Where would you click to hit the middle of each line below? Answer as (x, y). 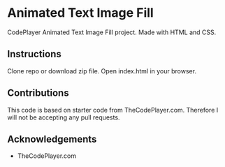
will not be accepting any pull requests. (64, 117)
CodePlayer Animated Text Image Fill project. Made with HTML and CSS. (112, 32)
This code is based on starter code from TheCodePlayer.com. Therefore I (113, 110)
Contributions (38, 93)
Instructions (34, 54)
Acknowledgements (52, 139)
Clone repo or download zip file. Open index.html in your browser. (102, 71)
